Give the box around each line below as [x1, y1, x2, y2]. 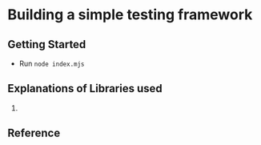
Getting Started [7, 38, 86, 51]
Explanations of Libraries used [7, 82, 163, 95]
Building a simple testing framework [7, 6, 253, 24]
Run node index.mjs [18, 58, 85, 68]
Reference [7, 127, 61, 140]
